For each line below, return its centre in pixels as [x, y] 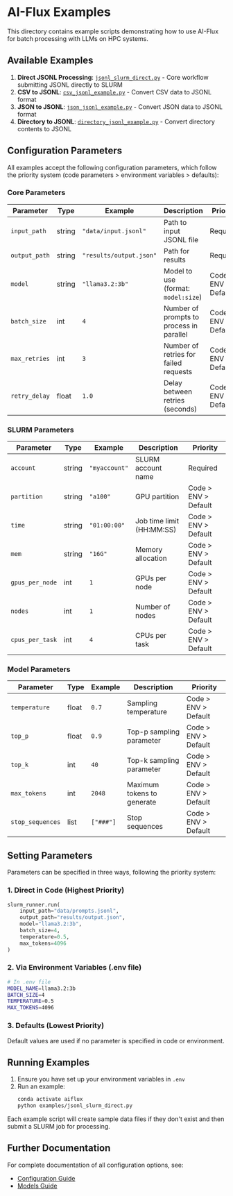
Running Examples [49, 1062]
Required [203, 468]
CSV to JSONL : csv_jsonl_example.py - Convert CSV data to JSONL [114, 92]
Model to [178, 271]
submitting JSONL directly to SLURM [70, 85]
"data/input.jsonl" [114, 231]
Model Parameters [39, 669]
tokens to [142, 793]
